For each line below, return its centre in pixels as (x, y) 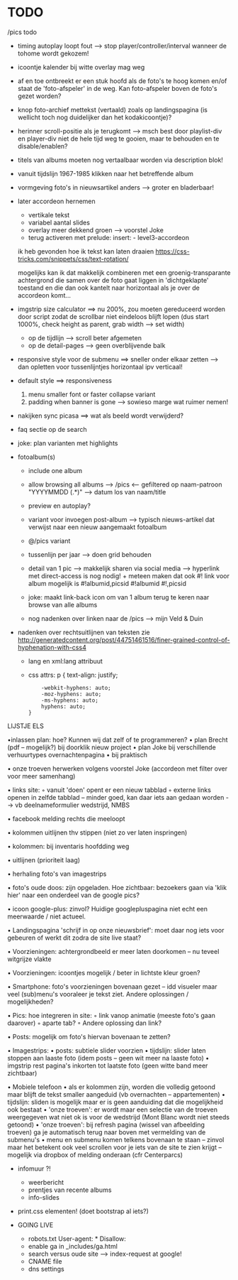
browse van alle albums (63, 604)
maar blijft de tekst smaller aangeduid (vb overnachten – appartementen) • (116, 1094)
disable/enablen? (43, 146)
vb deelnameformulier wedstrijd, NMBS (72, 805)
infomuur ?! (34, 1168)
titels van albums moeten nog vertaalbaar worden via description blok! (120, 160)
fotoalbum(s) (36, 457)
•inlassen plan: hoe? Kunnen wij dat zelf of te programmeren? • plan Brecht (118, 739)
